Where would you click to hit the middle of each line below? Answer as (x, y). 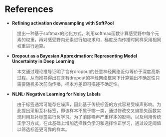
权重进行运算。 (32, 45)
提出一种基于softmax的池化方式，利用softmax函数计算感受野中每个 (86, 33)
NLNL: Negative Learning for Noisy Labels (56, 94)
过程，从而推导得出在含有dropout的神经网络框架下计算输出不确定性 (86, 77)
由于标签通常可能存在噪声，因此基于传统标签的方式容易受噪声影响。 (87, 104)
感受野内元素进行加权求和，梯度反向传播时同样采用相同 (104, 39)
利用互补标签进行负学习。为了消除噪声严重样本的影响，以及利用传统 (91, 116)
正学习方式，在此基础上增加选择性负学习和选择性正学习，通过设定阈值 (89, 123)
